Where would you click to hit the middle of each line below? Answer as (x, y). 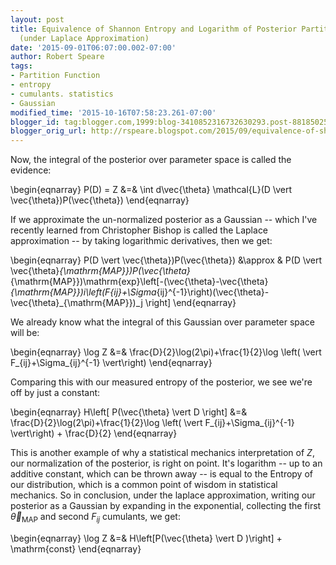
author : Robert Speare (57, 57)
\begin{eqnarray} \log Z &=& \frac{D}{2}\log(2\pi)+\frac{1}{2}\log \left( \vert (166, 352)
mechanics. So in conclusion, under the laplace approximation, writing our (163, 495)
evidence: (31, 170)
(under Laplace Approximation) (84, 38)
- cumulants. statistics (62, 94)
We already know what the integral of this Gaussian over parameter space (163, 322)
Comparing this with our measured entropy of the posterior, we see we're (161, 382)
